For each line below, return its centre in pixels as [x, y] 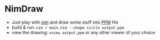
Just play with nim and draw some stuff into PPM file [65, 22]
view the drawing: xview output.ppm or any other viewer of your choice [83, 32]
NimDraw [24, 9]
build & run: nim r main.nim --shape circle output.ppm [68, 27]
